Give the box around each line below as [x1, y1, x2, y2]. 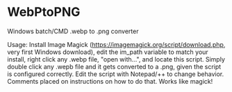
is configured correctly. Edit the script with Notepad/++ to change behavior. [7, 70, 224, 78]
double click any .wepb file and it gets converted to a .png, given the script [7, 62, 222, 71]
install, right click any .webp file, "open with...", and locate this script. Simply [7, 55, 226, 63]
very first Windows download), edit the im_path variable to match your [7, 48, 208, 56]
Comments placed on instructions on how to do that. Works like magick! [7, 77, 213, 85]
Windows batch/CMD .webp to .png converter [7, 27, 139, 35]
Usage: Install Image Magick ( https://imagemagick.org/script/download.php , [7, 40, 226, 48]
